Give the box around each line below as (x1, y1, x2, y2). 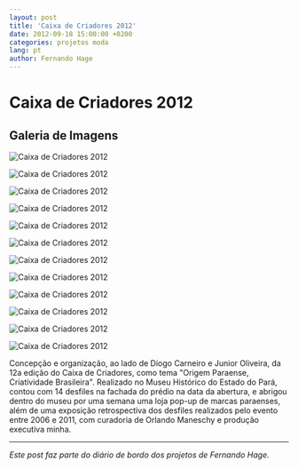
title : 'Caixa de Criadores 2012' (9, 21, 137, 30)
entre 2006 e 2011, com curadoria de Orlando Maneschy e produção (9, 415, 260, 425)
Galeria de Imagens (9, 128, 119, 143)
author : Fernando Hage (9, 54, 93, 63)
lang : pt (9, 46, 42, 55)
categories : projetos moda (9, 37, 109, 47)
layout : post (9, 12, 58, 22)
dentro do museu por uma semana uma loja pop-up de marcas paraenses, (9, 396, 281, 406)
